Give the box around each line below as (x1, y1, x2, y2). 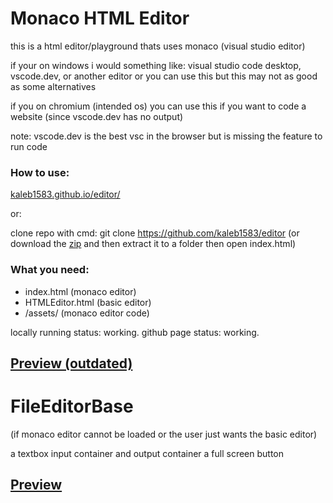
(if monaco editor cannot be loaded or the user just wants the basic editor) (10, 428, 318, 440)
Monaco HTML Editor (10, 7, 190, 30)
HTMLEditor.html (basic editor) (24, 296, 152, 308)
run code (10, 140, 48, 152)
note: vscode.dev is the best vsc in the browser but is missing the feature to (10, 130, 323, 142)
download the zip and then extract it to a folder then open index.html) (10, 238, 297, 250)
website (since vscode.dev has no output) (10, 110, 184, 122)
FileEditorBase (10, 395, 134, 418)
